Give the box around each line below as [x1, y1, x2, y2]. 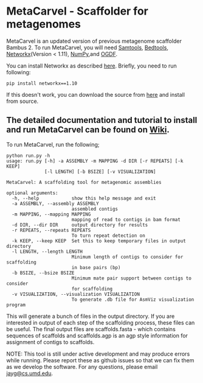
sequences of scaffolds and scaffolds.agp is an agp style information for [6, 332, 188, 339]
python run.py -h [6, 152, 50, 159]
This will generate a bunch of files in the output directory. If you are [6, 312, 175, 320]
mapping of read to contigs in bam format [71, 216, 181, 223]
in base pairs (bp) [71, 264, 121, 270]
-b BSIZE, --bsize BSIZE [12, 270, 75, 276]
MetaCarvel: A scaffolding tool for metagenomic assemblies [6, 179, 162, 185]
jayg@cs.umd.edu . [6, 370, 53, 377]
